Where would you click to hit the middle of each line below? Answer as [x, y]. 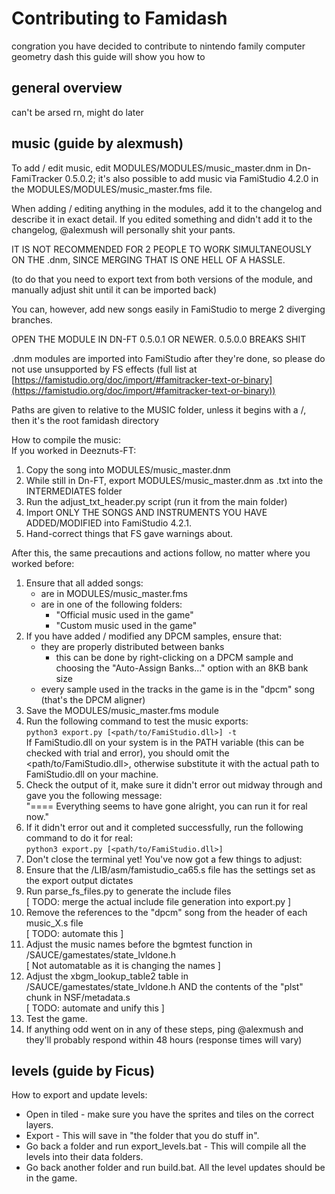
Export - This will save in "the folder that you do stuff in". [142, 1136]
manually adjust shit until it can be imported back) [114, 289]
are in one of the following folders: [111, 604]
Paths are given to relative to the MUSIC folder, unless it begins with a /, [159, 409]
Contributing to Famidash [119, 18]
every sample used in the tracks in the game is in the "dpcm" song [178, 689]
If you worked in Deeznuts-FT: [74, 450]
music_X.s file [54, 923]
